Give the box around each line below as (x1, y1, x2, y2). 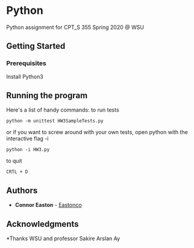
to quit (6, 157, 22, 165)
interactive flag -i (6, 135, 49, 142)
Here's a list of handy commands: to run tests (6, 106, 119, 113)
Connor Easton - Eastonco (14, 202, 83, 209)
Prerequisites (6, 59, 46, 68)
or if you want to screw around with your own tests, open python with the (6, 129, 188, 136)
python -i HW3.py (6, 147, 50, 153)
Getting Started (6, 41, 66, 51)
